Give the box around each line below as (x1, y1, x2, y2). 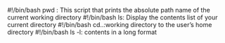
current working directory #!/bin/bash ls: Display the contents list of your (7, 13, 218, 21)
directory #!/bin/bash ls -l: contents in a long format (7, 28, 157, 36)
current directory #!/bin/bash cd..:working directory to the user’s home (7, 21, 212, 28)
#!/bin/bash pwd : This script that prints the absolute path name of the (7, 6, 211, 14)
